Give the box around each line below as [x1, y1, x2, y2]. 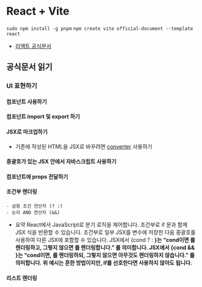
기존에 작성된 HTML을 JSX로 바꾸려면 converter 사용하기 [15, 143, 153, 150]
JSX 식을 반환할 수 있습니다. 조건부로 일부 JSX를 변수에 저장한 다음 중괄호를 [15, 229, 196, 236]
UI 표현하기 [6, 82, 38, 90]
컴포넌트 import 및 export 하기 [6, 113, 80, 120]
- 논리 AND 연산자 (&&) [6, 210, 60, 216]
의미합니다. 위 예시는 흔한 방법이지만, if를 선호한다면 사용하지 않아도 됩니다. [15, 259, 193, 266]
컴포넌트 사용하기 [6, 97, 47, 105]
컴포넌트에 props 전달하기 [6, 172, 68, 180]
